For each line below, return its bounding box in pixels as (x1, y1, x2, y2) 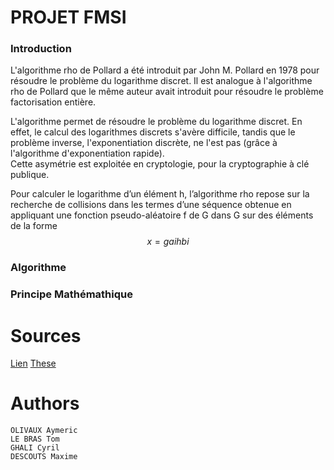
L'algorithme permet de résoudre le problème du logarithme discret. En (10, 116, 303, 128)
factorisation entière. (10, 96, 97, 108)
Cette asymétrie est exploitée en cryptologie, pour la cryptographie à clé (10, 158, 310, 170)
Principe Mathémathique (10, 287, 133, 301)
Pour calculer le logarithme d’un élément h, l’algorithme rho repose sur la (10, 188, 310, 200)
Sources (10, 324, 82, 347)
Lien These (10, 357, 57, 370)
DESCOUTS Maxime (10, 452, 78, 462)
